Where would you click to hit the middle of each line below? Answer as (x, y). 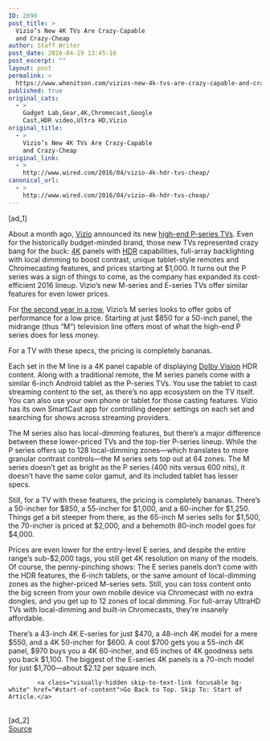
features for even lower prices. (59, 294)
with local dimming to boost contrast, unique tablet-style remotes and (124, 259)
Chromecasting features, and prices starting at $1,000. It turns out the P (127, 268)
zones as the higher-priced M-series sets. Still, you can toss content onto (130, 583)
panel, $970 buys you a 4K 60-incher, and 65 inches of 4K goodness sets (131, 650)
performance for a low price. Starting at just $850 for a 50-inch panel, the (131, 318)
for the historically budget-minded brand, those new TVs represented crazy (133, 242)
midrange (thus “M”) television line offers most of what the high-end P (125, 326)
